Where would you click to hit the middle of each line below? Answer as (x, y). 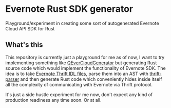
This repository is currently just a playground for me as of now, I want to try (85, 57)
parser (12, 79)
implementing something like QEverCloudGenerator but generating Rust (81, 63)
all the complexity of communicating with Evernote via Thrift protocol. (79, 84)
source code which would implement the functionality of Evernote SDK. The (85, 68)
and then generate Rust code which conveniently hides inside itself (91, 79)
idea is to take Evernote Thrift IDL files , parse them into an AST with (77, 74)
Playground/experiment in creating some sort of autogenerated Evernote (82, 23)
